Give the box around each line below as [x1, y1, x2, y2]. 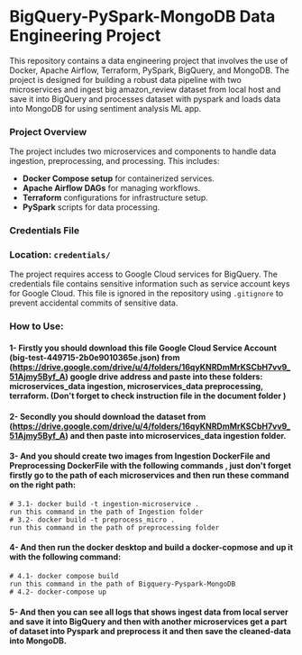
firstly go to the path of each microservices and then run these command [9, 470, 289, 481]
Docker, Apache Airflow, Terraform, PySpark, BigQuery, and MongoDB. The [9, 65, 290, 76]
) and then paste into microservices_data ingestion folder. [65, 430, 287, 441]
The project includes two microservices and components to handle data [9, 146, 277, 157]
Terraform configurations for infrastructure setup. [22, 192, 209, 204]
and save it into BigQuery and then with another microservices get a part [9, 615, 288, 627]
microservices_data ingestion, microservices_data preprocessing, [9, 380, 263, 391]
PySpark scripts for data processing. [22, 202, 160, 213]
